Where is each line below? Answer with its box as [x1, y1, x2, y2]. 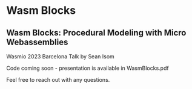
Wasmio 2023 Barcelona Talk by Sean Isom [6, 53, 115, 60]
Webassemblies [6, 37, 68, 47]
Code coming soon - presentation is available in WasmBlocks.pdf [6, 64, 169, 72]
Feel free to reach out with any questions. [6, 76, 110, 83]
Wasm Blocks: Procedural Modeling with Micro [6, 28, 187, 38]
